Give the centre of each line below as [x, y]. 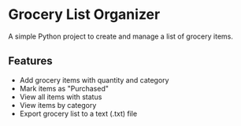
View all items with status [61, 97]
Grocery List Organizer [84, 15]
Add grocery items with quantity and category [94, 80]
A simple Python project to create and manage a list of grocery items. [121, 36]
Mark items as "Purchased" [64, 88]
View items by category [58, 105]
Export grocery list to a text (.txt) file [78, 113]
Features [30, 61]
